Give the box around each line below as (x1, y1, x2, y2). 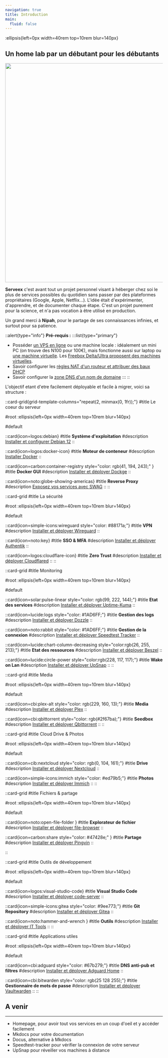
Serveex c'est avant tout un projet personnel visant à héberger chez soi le (5, 287, 158, 293)
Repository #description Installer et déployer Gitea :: (5, 909, 114, 915)
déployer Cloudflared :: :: (5, 558, 56, 564)
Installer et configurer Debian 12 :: (5, 439, 75, 445)
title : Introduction (5, 12, 48, 17)
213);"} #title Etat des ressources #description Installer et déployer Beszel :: (5, 647, 162, 653)
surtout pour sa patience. (5, 323, 57, 329)
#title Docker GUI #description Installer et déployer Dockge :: (5, 469, 131, 475)
